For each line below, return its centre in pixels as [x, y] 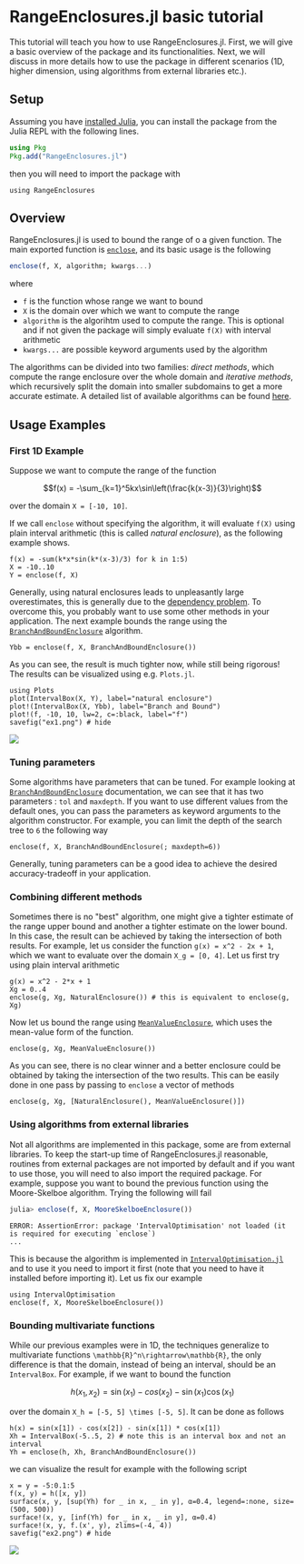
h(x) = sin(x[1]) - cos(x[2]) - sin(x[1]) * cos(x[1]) [115, 1428]
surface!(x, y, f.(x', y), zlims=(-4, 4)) [91, 1525]
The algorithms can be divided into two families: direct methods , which [142, 367]
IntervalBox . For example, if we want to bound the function [120, 1374]
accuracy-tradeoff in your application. [80, 874]
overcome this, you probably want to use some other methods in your [140, 611]
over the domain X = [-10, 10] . [69, 506]
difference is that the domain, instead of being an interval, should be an [143, 1364]
